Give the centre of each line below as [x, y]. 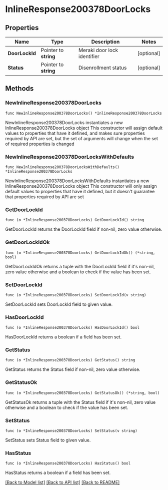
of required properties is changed [40, 144]
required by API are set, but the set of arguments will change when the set [82, 138]
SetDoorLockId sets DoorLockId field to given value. [59, 304]
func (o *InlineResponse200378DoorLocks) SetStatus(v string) [71, 431]
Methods [19, 89]
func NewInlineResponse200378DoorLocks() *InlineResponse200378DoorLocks [84, 113]
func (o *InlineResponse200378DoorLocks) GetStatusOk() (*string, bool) [82, 393]
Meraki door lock [98, 50]
